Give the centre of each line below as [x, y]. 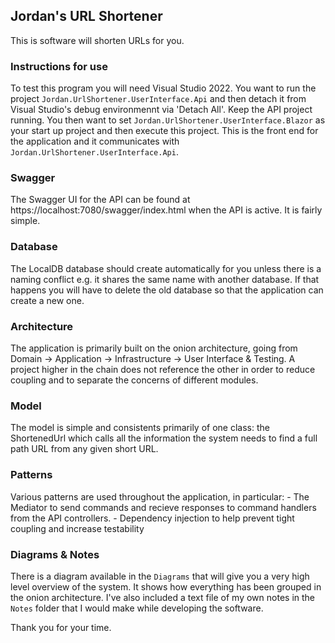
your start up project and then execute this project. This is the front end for [164, 131]
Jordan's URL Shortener [86, 16]
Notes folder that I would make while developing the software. [137, 608]
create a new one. [47, 300]
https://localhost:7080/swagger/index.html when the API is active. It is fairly [166, 210]
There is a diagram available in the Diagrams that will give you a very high [160, 576]
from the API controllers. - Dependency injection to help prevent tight [152, 518]
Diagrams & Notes [55, 554]
